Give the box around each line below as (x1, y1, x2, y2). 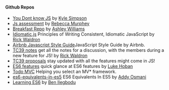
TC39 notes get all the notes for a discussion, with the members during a (12, 47, 164, 53)
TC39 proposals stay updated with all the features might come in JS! (12, 58, 155, 64)
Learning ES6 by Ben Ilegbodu (12, 79, 76, 85)
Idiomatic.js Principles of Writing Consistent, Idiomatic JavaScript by (12, 31, 155, 37)
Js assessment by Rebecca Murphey (12, 21, 90, 27)
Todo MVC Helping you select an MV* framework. (12, 68, 117, 75)
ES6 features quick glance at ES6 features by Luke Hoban (12, 63, 133, 69)
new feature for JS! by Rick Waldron (12, 53, 88, 59)
